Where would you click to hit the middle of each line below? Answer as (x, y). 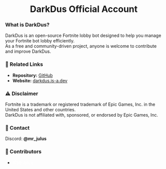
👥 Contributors (23, 152)
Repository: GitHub (33, 75)
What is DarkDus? (27, 25)
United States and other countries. (40, 110)
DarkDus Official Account (84, 9)
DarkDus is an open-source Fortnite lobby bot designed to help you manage (83, 35)
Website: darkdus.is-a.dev (40, 80)
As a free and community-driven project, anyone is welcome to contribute (81, 46)
